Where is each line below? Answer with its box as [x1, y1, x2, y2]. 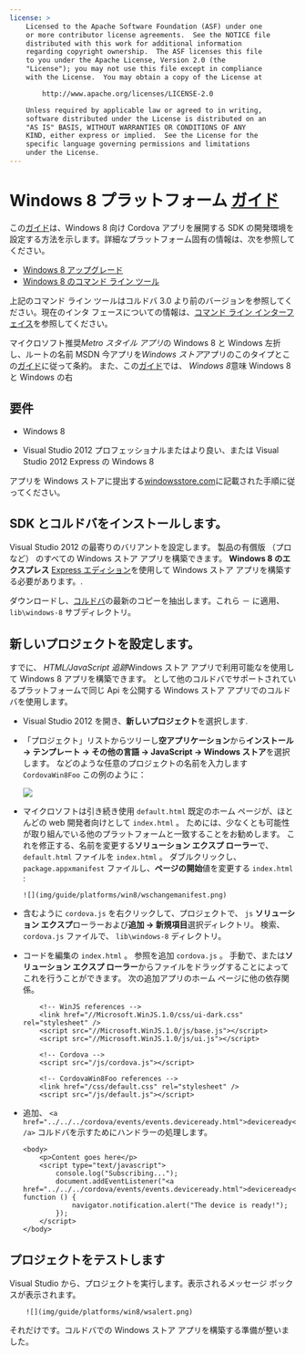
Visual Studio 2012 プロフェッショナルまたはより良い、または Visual [22, 444, 280, 455]
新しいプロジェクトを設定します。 [9, 636, 200, 651]
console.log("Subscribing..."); [56, 1169, 178, 1178]
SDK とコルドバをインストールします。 [9, 516, 228, 532]
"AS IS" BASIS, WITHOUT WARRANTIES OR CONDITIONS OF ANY [25, 122, 247, 132]
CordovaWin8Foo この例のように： [22, 769, 147, 780]
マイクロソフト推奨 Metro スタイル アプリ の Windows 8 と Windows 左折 [9, 337, 281, 348]
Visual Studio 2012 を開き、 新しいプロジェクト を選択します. [22, 715, 249, 726]
